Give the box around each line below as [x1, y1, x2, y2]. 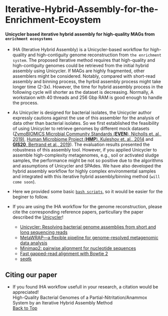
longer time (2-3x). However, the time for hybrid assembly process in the [12, 84, 163, 90]
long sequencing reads [20, 229, 68, 235]
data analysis [20, 240, 48, 246]
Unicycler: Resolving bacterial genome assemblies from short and [20, 224, 156, 230]
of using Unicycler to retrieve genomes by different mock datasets [12, 125, 149, 131]
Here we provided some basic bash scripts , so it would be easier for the [12, 189, 163, 195]
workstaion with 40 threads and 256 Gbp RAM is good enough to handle [12, 94, 162, 101]
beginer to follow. [12, 194, 49, 200]
